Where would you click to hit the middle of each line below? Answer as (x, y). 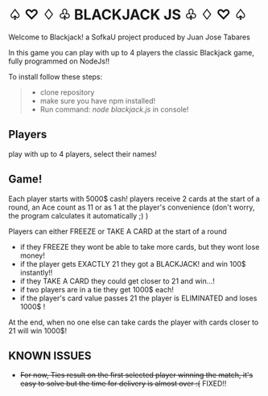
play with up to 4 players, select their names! (82, 153)
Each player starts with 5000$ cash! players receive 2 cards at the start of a (134, 198)
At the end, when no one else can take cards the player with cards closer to (134, 322)
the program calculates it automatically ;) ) (78, 215)
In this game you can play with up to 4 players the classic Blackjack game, (132, 52)
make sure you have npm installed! (97, 100)
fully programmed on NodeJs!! (59, 61)
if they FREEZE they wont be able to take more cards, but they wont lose (140, 247)
